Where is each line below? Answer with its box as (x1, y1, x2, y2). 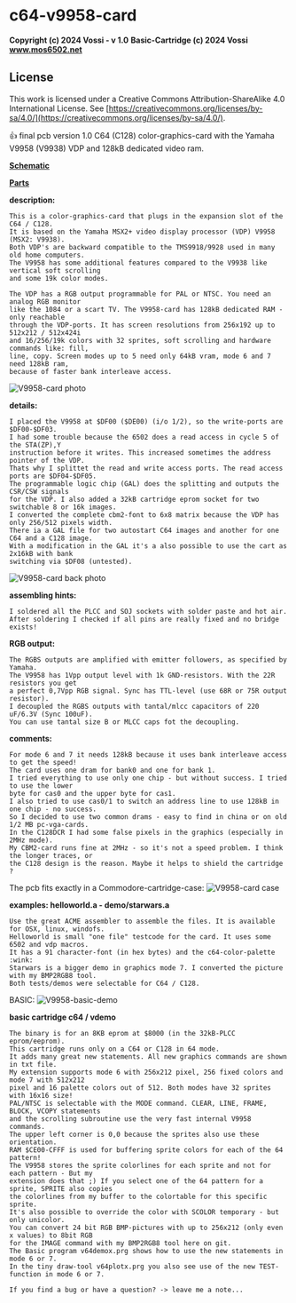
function (9, 1269, 42, 1279)
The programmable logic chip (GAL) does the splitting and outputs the (9, 479, 279, 489)
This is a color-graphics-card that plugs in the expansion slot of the (9, 211, 284, 220)
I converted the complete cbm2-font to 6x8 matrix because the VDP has (9, 510, 279, 520)
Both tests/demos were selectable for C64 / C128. (9, 979, 200, 988)
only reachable (9, 313, 66, 322)
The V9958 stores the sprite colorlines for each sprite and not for (9, 1161, 272, 1170)
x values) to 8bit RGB (9, 1231, 93, 1240)
